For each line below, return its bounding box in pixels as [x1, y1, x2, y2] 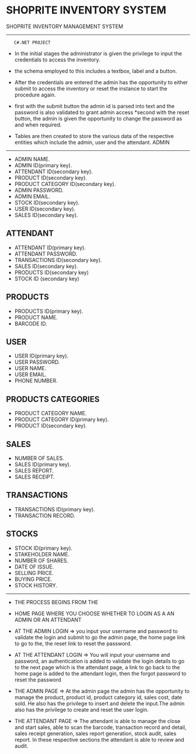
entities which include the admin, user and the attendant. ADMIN [14, 139, 170, 146]
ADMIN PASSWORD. [14, 187, 64, 194]
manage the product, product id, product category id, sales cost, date [14, 694, 183, 701]
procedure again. [14, 91, 56, 98]
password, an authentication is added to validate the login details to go [14, 657, 185, 665]
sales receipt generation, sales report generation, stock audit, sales [14, 729, 177, 737]
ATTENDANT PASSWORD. [14, 250, 78, 257]
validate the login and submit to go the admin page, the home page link [14, 634, 185, 641]
